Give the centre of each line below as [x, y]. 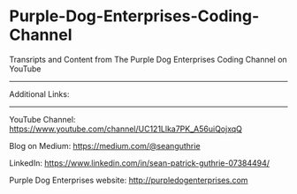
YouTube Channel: [42, 119]
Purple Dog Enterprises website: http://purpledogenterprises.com [129, 180]
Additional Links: [39, 93]
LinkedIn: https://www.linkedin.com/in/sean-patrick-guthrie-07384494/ [140, 163]
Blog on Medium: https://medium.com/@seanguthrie [105, 145]
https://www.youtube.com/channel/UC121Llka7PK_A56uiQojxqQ [126, 129]
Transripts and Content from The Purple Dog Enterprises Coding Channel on [148, 59]
